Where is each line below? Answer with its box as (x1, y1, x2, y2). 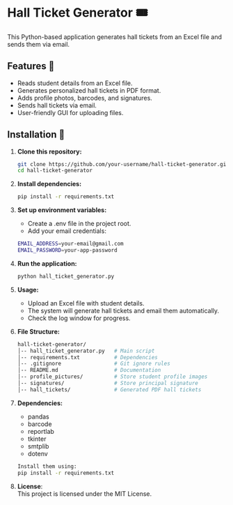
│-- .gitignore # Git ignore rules (17, 360, 170, 368)
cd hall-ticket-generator (17, 167, 93, 174)
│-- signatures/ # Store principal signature (17, 380, 199, 387)
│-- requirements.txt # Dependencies (17, 354, 158, 361)
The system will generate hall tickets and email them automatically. (27, 306, 220, 315)
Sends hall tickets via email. (17, 101, 97, 110)
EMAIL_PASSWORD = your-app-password (17, 247, 118, 254)
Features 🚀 (7, 60, 55, 73)
